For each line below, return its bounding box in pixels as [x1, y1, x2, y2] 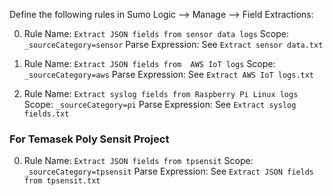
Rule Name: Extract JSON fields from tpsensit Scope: [23, 155, 254, 167]
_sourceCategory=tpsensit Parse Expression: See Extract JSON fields [23, 165, 315, 178]
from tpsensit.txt [23, 176, 101, 186]
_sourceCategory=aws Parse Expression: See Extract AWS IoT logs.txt [23, 69, 315, 80]
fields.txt [23, 109, 70, 119]
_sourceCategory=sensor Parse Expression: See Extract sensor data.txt [23, 39, 324, 50]
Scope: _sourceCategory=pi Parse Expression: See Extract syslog [23, 99, 297, 110]
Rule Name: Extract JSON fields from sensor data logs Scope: [23, 28, 289, 39]
